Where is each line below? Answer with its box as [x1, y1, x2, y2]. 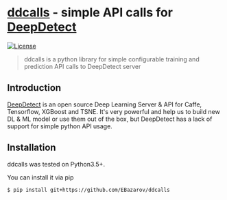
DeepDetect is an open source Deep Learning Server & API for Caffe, [7, 100, 202, 109]
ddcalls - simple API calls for [7, 5, 174, 20]
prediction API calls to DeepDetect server [23, 62, 141, 70]
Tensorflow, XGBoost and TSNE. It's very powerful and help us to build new [7, 107, 221, 115]
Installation [7, 142, 56, 154]
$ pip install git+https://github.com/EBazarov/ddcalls [7, 186, 170, 193]
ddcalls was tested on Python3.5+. [7, 160, 105, 168]
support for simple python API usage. [7, 122, 113, 130]
